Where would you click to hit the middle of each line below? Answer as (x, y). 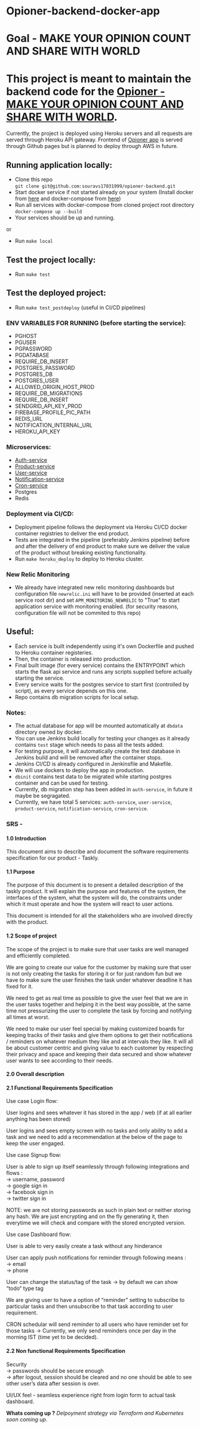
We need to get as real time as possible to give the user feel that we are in (97, 998)
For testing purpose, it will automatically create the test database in (97, 751)
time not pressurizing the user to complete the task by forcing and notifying (99, 1011)
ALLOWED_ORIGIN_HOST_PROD (55, 387)
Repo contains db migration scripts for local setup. (77, 697)
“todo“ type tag (25, 1288)
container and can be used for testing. (62, 783)
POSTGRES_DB (33, 374)
